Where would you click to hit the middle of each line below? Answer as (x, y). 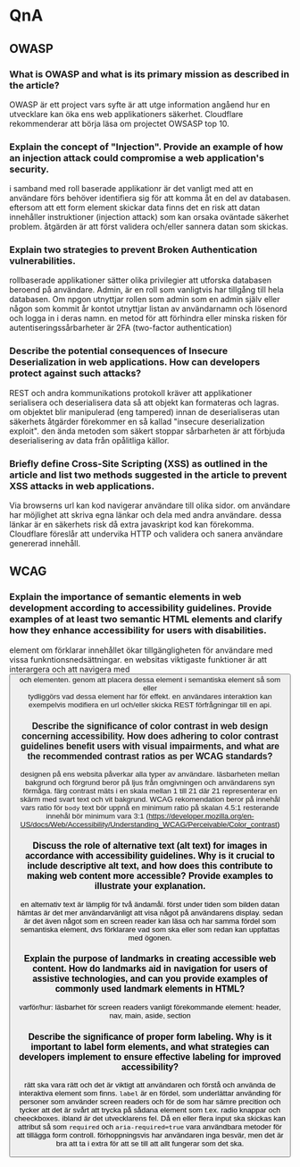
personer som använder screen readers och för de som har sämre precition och (150, 1102)
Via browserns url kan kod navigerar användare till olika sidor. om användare (150, 505)
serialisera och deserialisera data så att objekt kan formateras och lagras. (144, 402)
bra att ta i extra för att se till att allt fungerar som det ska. (150, 1144)
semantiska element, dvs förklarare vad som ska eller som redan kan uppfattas (150, 930)
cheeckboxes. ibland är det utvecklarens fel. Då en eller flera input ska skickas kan (150, 1119)
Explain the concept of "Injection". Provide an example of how (146, 147)
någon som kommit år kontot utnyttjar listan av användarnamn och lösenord (148, 309)
